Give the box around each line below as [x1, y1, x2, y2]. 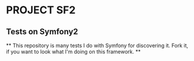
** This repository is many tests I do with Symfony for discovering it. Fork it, [6, 42, 189, 49]
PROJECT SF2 [6, 3, 76, 17]
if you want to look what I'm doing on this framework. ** [6, 48, 141, 55]
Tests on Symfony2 [6, 27, 78, 37]
